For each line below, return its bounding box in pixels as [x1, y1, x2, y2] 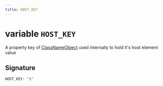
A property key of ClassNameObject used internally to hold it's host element [5, 44, 158, 50]
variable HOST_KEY [5, 28, 76, 39]
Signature [5, 64, 36, 72]
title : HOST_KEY [5, 7, 38, 12]
